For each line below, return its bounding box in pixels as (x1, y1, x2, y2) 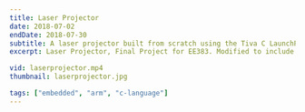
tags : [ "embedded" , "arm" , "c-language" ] (9, 88, 169, 97)
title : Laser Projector (9, 13, 100, 23)
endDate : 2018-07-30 (9, 30, 88, 39)
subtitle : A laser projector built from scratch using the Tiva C (9, 38, 266, 48)
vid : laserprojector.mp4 (9, 64, 103, 73)
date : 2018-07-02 (9, 22, 75, 31)
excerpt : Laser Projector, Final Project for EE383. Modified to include (9, 47, 295, 56)
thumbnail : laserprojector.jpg (9, 72, 128, 82)
